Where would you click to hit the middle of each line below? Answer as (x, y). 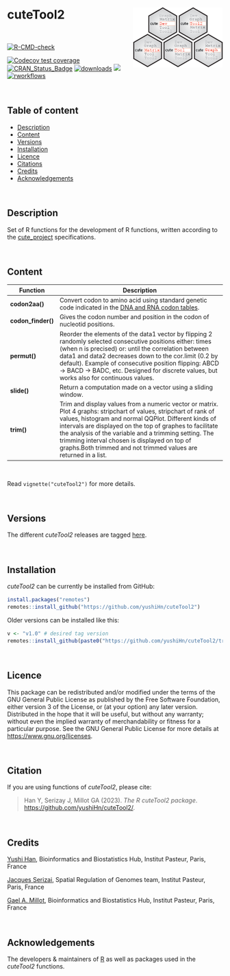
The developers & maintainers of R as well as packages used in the (102, 959)
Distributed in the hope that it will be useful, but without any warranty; (105, 714)
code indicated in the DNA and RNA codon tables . (129, 307)
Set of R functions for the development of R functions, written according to (112, 229)
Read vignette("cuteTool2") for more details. (71, 483)
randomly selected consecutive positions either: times (136, 341)
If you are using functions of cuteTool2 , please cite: (79, 787)
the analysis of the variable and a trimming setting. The (137, 433)
